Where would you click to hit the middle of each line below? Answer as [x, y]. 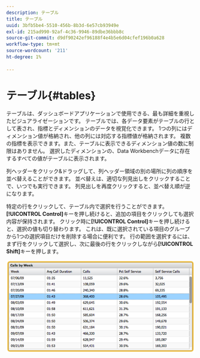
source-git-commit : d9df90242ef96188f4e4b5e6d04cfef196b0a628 [85, 38]
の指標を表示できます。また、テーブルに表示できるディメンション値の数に [97, 143]
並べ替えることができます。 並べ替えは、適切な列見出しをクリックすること [99, 178]
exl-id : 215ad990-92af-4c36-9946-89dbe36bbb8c [65, 32]
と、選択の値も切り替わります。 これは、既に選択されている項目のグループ [98, 228]
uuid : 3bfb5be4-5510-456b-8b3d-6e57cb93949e [63, 25]
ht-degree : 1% [24, 57]
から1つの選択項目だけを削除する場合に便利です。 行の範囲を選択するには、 [100, 236]
